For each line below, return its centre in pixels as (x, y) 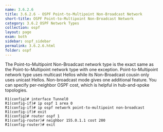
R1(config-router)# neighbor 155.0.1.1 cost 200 (55, 120)
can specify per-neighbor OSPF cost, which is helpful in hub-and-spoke (77, 85)
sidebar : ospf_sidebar (28, 41)
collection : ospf (23, 28)
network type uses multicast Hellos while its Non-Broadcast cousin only (77, 75)
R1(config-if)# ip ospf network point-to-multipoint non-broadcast (75, 108)
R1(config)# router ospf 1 (32, 116)
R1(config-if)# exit (26, 112)
